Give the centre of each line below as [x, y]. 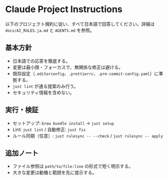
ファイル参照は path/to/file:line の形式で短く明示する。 [73, 166]
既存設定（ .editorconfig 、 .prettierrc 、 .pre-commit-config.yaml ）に [86, 73]
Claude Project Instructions [64, 9]
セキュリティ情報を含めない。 [43, 93]
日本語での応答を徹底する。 [41, 61]
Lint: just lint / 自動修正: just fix [49, 129]
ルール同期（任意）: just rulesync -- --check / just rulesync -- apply [88, 136]
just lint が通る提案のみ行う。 [45, 86]
